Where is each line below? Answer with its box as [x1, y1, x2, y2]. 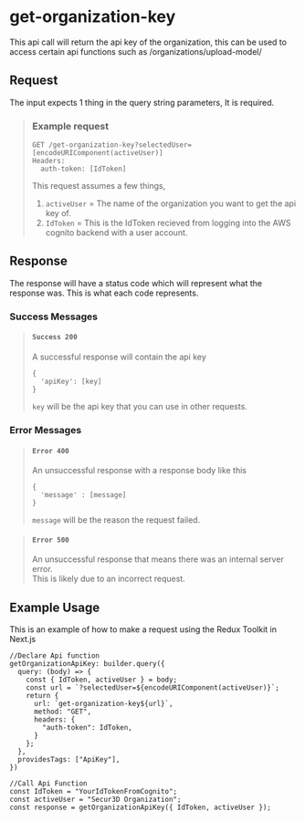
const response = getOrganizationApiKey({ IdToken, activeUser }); [9, 803, 272, 813]
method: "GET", [33, 707, 92, 717]
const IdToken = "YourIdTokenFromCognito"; [9, 787, 178, 796]
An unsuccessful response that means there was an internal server [31, 554, 285, 565]
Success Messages [9, 310, 99, 323]
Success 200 [31, 333, 78, 342]
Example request [31, 120, 110, 132]
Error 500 [31, 535, 70, 545]
